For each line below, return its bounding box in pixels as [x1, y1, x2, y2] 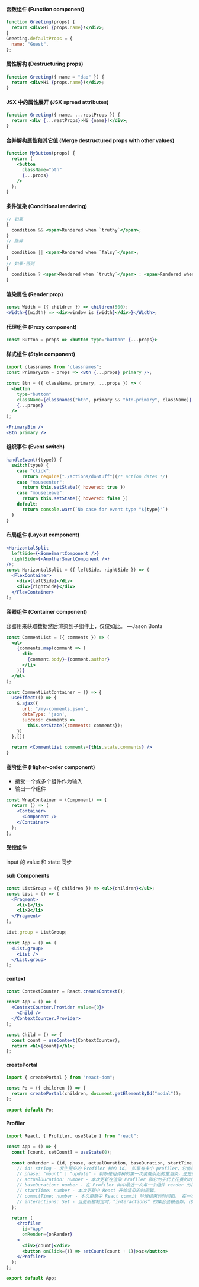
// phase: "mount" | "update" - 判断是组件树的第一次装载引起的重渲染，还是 [17, 1171, 192, 1177]
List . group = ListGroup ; [6, 930, 68, 936]
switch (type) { [11, 462, 49, 468]
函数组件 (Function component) [6, 5, 85, 12]
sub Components [6, 872, 50, 880]
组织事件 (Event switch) [6, 443, 65, 450]
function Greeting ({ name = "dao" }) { [6, 74, 105, 80]
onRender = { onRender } [21, 1232, 73, 1238]
